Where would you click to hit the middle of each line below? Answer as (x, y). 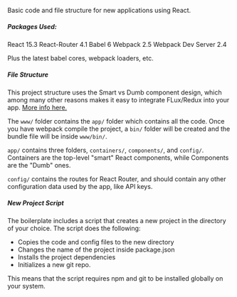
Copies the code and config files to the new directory (96, 242)
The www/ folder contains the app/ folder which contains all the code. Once (116, 121)
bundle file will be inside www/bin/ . (57, 136)
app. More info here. (37, 107)
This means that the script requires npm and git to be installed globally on (115, 278)
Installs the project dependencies (67, 257)
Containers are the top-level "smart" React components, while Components (118, 157)
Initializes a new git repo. (54, 264)
